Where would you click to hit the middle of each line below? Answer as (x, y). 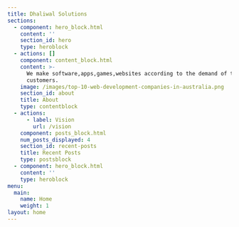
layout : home (27, 213)
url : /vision (52, 126)
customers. (42, 80)
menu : (15, 186)
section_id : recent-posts (59, 147)
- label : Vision (50, 120)
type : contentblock (49, 107)
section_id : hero (46, 41)
